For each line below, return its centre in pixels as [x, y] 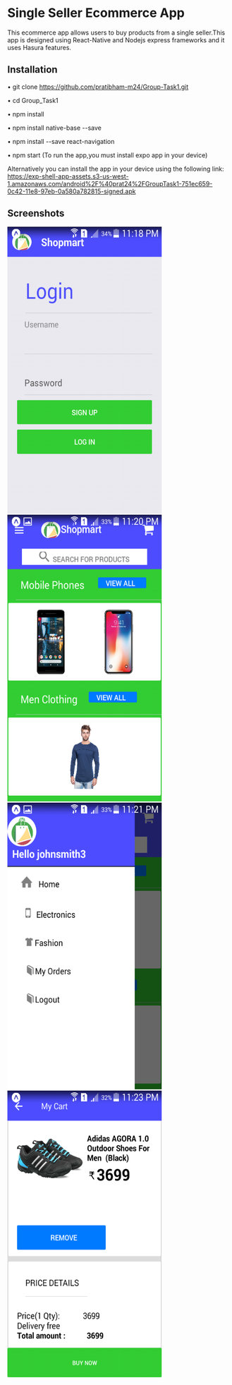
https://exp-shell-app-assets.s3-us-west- [68, 176]
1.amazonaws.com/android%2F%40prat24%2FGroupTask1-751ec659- [110, 183]
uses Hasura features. [39, 47]
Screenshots [36, 213]
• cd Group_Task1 [33, 100]
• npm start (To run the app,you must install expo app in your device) [108, 155]
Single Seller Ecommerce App [96, 13]
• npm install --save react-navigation [61, 141]
